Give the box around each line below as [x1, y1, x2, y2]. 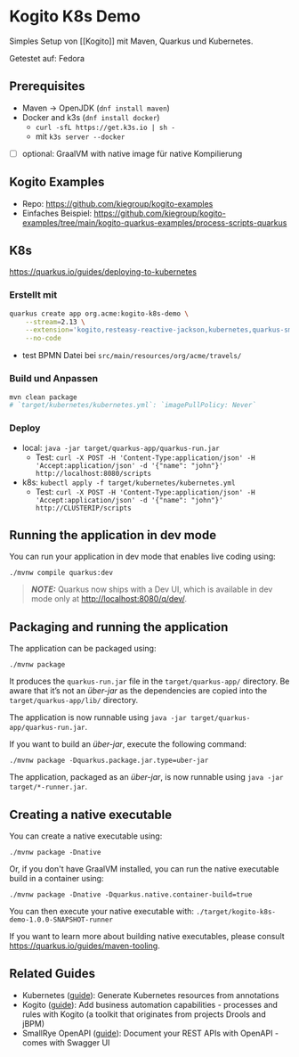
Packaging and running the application [9, 619, 229, 635]
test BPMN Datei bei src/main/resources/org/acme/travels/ [21, 350, 242, 361]
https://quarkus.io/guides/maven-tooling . [9, 940, 160, 951]
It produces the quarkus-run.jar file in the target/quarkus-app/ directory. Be [9, 676, 290, 687]
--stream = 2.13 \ [25, 317, 86, 326]
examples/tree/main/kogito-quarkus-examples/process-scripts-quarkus [21, 217, 287, 228]
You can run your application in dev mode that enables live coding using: [9, 551, 276, 562]
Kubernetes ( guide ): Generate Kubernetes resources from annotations [21, 989, 279, 1000]
